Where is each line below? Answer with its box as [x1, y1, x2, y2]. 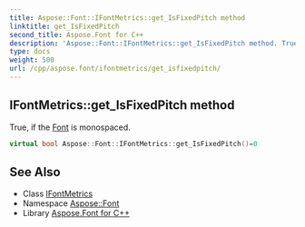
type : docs [9, 47, 51, 56]
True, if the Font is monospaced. [9, 122, 132, 133]
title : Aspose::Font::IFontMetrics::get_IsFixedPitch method [9, 13, 246, 23]
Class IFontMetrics [22, 188, 93, 200]
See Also [9, 164, 61, 180]
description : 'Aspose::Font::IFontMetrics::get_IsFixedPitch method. [9, 38, 279, 48]
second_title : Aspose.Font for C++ [9, 30, 144, 39]
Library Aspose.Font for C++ [22, 208, 130, 219]
